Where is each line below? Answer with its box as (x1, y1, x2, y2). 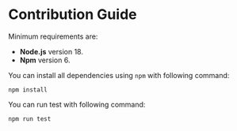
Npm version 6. (19, 55, 71, 65)
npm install (8, 85, 48, 94)
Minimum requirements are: (8, 32, 98, 41)
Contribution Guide (8, 6, 137, 24)
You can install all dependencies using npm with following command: (8, 70, 230, 80)
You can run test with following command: (8, 99, 146, 109)
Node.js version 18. (19, 47, 83, 56)
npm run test (8, 114, 52, 123)
